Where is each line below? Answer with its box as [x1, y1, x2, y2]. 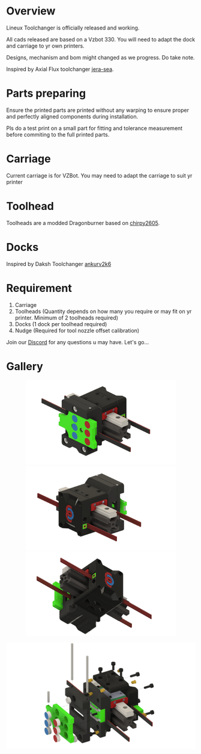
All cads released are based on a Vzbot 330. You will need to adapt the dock [6, 36, 196, 43]
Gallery [6, 359, 43, 373]
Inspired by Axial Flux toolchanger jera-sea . [6, 65, 114, 73]
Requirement [6, 281, 72, 295]
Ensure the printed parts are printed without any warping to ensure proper [6, 107, 190, 114]
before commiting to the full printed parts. [6, 131, 110, 138]
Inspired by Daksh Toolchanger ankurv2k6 [6, 260, 112, 267]
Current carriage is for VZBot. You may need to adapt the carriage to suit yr [6, 172, 193, 179]
